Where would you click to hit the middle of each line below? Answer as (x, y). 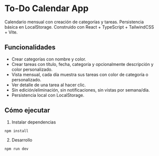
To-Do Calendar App (47, 8)
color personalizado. (32, 69)
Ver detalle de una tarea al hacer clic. (49, 85)
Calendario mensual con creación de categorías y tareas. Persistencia (74, 22)
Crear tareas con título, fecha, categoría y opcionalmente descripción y (82, 64)
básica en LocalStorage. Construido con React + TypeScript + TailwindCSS (79, 27)
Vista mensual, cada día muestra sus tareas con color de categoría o (80, 74)
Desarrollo (22, 140)
